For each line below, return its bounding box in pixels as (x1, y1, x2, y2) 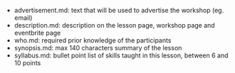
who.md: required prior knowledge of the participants (14, 36, 172, 45)
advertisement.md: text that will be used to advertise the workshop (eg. (14, 6, 224, 14)
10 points (14, 59, 41, 67)
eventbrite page (14, 28, 61, 37)
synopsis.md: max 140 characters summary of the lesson (14, 44, 182, 52)
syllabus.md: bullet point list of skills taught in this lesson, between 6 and (14, 51, 229, 60)
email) (14, 13, 33, 22)
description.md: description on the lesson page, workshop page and (14, 21, 215, 29)
